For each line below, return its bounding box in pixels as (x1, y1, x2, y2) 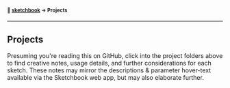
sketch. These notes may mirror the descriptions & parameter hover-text (7, 66, 212, 74)
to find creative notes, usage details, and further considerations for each (7, 59, 212, 68)
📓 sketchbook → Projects (7, 7, 68, 14)
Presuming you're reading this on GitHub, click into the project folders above (7, 52, 223, 60)
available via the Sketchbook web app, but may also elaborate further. (7, 74, 204, 82)
